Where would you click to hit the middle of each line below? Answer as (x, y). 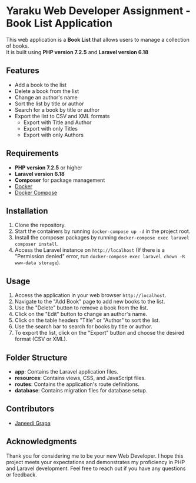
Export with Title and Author (57, 122)
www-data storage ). (37, 262)
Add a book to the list (40, 85)
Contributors (30, 409)
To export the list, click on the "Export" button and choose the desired (99, 333)
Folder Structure (37, 357)
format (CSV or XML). (41, 339)
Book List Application (59, 23)
